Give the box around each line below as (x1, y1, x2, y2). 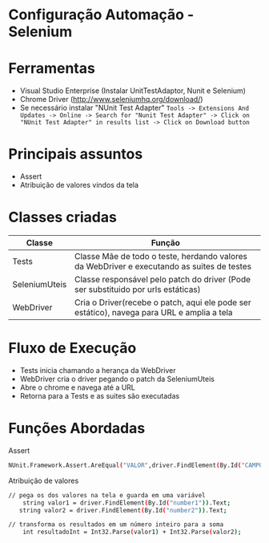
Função (151, 237, 180, 248)
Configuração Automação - (8, 6, 195, 24)
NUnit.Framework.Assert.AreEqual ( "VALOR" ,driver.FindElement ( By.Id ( (8, 461, 242, 469)
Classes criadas (8, 209, 118, 226)
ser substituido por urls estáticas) (74, 284, 202, 294)
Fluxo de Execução (8, 339, 137, 358)
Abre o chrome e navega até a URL (19, 383, 136, 392)
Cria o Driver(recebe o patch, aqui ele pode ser (74, 297, 251, 308)
